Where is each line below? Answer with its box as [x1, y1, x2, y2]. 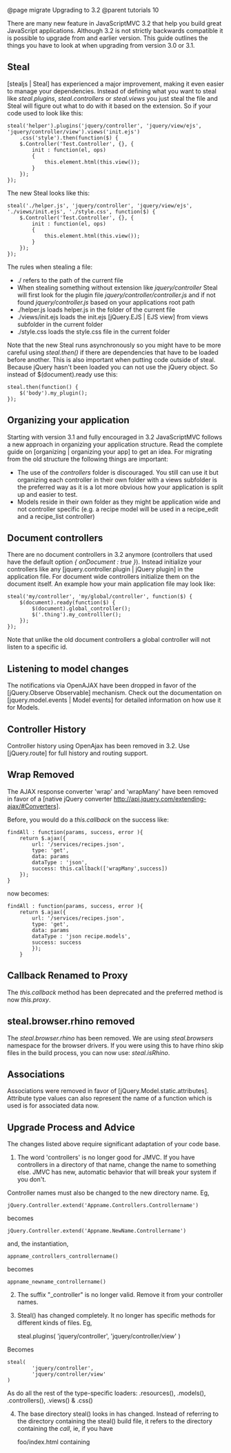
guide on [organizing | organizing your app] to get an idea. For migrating [7, 447, 212, 455]
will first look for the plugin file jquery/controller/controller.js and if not [17, 290, 216, 299]
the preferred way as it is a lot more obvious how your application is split [17, 483, 223, 491]
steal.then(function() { [7, 383, 79, 390]
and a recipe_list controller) [17, 512, 95, 520]
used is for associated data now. [7, 1101, 99, 1110]
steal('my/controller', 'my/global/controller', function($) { [7, 593, 193, 600]
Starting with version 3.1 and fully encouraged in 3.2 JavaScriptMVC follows [7, 433, 223, 441]
